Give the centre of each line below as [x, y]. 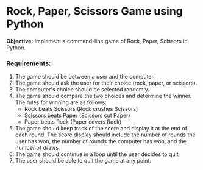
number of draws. [37, 148]
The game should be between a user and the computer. [85, 77]
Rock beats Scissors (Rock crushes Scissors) [81, 109]
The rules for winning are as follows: [61, 102]
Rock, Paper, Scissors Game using [94, 11]
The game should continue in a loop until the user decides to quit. [98, 154]
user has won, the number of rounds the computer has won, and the [101, 141]
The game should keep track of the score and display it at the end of [101, 129]
